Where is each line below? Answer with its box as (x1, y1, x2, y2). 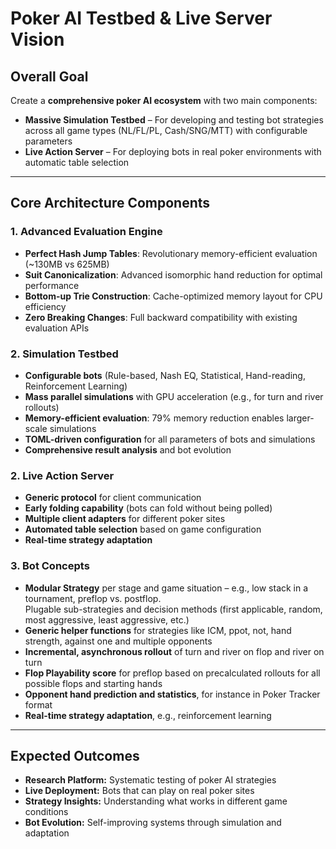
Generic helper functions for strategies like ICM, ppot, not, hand (24, 624, 292, 636)
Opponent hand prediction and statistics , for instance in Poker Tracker (24, 688, 321, 700)
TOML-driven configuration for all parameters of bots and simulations (24, 433, 316, 445)
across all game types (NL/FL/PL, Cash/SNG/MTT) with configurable (24, 125, 308, 136)
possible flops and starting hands (24, 677, 163, 689)
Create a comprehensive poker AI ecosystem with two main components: (10, 95, 318, 106)
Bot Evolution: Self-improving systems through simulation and (24, 817, 282, 829)
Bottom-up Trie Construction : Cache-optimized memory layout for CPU (24, 290, 323, 302)
